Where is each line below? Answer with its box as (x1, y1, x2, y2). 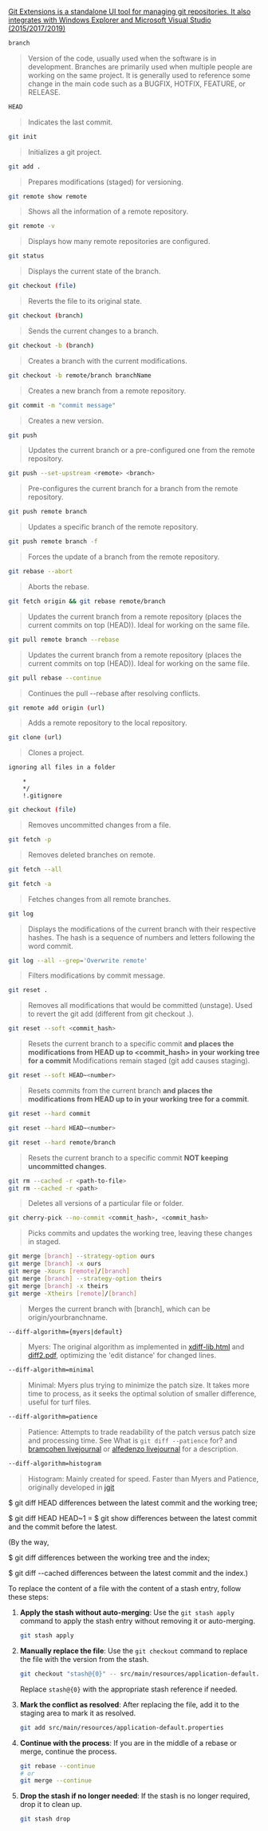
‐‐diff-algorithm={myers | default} (8, 1328, 124, 1336)
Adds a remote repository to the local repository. (27, 718, 187, 728)
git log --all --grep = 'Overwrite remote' (8, 956, 148, 964)
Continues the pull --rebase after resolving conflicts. (27, 688, 201, 698)
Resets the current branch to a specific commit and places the (27, 1039, 235, 1049)
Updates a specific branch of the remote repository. (27, 522, 199, 532)
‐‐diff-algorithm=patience (8, 1413, 98, 1421)
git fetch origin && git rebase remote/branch (8, 597, 166, 605)
